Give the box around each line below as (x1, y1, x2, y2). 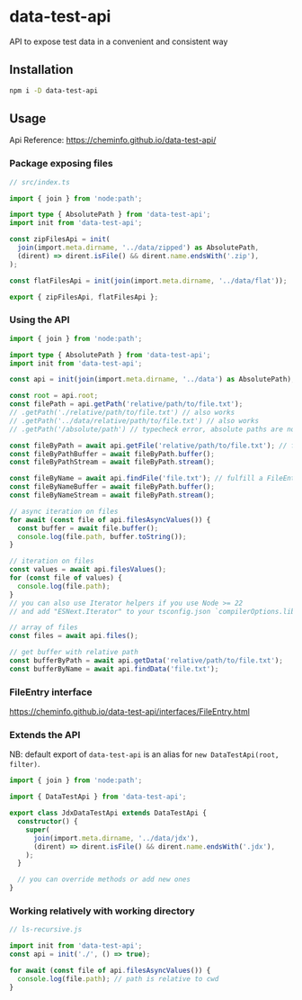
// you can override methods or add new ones (17, 875, 191, 884)
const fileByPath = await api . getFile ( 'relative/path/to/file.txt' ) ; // (9, 441, 288, 450)
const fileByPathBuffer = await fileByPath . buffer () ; (9, 449, 216, 458)
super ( (25, 825, 50, 834)
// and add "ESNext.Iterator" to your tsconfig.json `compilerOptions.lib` (9, 607, 299, 616)
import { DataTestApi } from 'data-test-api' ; (9, 792, 187, 802)
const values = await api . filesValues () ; (9, 565, 167, 574)
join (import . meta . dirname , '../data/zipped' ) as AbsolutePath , (17, 243, 259, 253)
